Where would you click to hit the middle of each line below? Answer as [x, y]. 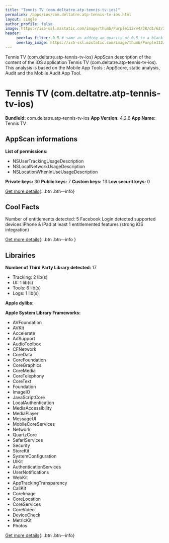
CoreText [22, 381]
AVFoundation [27, 323]
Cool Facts [22, 207]
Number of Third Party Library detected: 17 [51, 268]
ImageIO [21, 392]
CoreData [22, 355]
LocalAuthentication [33, 403]
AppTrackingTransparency [40, 483]
